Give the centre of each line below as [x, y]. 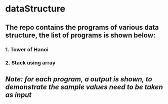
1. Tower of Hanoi [27, 49]
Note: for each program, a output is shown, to [79, 79]
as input [18, 95]
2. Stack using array [30, 63]
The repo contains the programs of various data [82, 27]
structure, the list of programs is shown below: [80, 35]
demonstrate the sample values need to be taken [84, 87]
